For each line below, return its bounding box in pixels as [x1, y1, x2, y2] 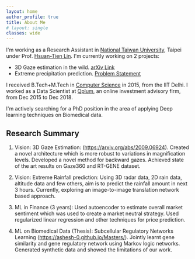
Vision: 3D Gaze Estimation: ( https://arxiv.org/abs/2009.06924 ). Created [14, 144, 190, 151]
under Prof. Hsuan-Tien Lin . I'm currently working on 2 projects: [6, 53, 159, 60]
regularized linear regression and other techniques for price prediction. [14, 216, 186, 223]
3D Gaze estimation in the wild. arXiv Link [14, 64, 115, 71]
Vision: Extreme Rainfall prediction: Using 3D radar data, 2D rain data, [14, 174, 182, 181]
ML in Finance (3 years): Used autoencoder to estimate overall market [14, 203, 183, 210]
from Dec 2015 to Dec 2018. [6, 94, 73, 101]
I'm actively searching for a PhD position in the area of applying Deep [6, 105, 173, 112]
